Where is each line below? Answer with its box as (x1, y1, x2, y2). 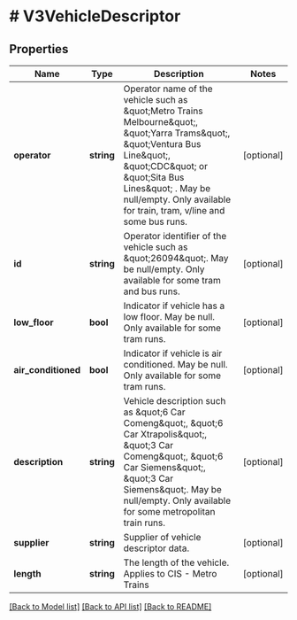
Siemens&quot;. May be (123, 484, 223, 495)
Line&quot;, (123, 149, 171, 161)
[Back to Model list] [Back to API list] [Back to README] (9, 601, 212, 612)
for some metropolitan (123, 506, 216, 517)
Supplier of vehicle (123, 531, 202, 543)
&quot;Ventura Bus (123, 138, 202, 150)
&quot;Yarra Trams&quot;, (123, 127, 231, 139)
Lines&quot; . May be (123, 182, 211, 194)
